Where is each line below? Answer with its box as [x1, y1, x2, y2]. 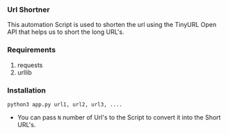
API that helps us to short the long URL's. [7, 28, 124, 36]
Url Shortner [7, 5, 50, 15]
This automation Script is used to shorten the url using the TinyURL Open [7, 21, 217, 29]
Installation [7, 85, 47, 95]
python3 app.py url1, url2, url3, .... [7, 101, 123, 108]
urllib [17, 68, 33, 77]
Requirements [7, 45, 56, 55]
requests [17, 61, 43, 69]
